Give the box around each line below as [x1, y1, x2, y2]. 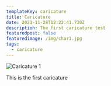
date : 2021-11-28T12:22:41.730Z [6, 19, 85, 25]
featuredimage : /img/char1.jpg [6, 36, 82, 42]
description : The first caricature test [6, 25, 106, 31]
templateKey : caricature [6, 8, 67, 15]
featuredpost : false [6, 30, 57, 36]
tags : [6, 42, 19, 47]
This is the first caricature [6, 74, 68, 81]
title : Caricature [6, 14, 51, 20]
